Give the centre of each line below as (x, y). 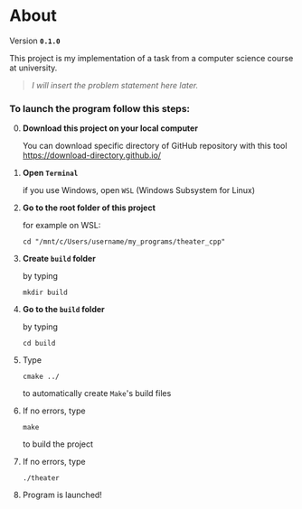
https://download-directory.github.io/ (91, 155)
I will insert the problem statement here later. (115, 85)
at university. (33, 68)
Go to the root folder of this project (89, 208)
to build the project (57, 444)
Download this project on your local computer (110, 128)
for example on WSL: (61, 226)
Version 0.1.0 (35, 41)
